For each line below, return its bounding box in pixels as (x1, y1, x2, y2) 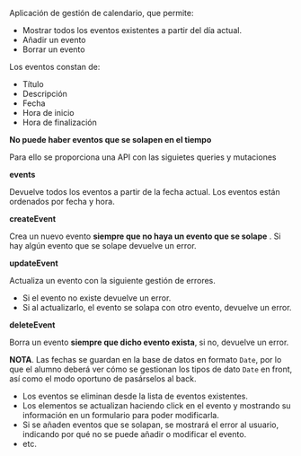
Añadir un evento (22, 35, 87, 45)
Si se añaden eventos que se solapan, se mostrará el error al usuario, (22, 419, 279, 430)
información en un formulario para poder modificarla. (22, 410, 220, 420)
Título (22, 79, 44, 89)
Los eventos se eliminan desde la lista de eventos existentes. (22, 390, 249, 401)
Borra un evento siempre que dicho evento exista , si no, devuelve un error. (9, 337, 289, 347)
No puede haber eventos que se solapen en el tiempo (9, 135, 212, 145)
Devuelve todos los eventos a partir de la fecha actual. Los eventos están (9, 187, 280, 197)
